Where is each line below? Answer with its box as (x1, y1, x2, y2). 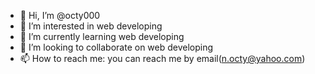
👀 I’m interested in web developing (19, 20, 163, 32)
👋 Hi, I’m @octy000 (19, 10, 101, 21)
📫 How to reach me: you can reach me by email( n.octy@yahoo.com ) (19, 53, 306, 64)
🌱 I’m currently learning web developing (19, 31, 185, 42)
